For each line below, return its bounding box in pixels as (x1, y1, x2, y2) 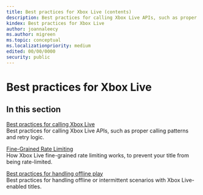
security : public (6, 54, 50, 60)
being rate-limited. (6, 158, 53, 165)
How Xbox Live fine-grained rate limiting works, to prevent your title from (6, 151, 190, 159)
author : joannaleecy (6, 26, 59, 32)
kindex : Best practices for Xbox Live (6, 20, 105, 26)
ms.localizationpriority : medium (6, 43, 91, 49)
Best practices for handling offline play (6, 169, 103, 177)
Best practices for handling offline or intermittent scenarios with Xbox (6, 176, 181, 183)
